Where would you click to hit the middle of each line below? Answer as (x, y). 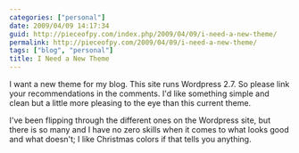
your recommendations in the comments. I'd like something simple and (139, 93)
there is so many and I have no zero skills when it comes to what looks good (149, 129)
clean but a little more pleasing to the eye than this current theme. (130, 103)
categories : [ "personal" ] (57, 17)
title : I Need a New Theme (59, 59)
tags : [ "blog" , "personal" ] (62, 51)
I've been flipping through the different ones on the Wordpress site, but (140, 120)
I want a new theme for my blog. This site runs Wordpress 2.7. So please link (149, 84)
